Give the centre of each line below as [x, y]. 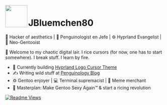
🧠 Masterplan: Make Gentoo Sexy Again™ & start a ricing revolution [81, 87]
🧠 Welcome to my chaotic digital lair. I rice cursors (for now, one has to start [84, 52]
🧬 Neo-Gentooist [23, 42]
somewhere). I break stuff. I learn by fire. [47, 57]
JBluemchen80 [61, 23]
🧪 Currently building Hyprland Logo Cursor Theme [65, 67]
